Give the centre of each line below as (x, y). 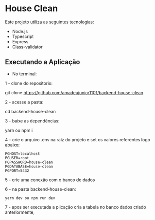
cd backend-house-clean (30, 111)
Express (20, 41)
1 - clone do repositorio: (29, 83)
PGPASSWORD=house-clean (29, 162)
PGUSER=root (17, 158)
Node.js (20, 31)
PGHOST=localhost (23, 153)
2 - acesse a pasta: (24, 102)
